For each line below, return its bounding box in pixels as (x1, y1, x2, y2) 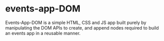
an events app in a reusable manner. (5, 30, 81, 36)
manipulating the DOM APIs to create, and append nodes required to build (5, 24, 159, 30)
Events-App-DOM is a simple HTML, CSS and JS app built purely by (5, 19, 146, 25)
